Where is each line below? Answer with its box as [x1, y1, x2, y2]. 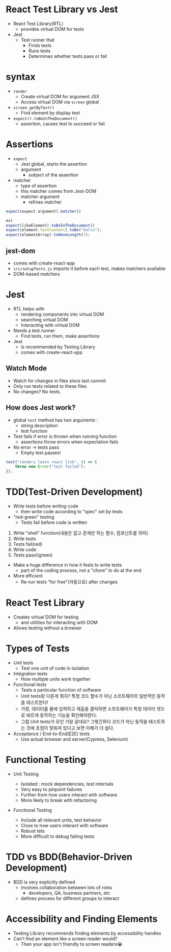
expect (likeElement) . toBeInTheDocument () [6, 223, 95, 228]
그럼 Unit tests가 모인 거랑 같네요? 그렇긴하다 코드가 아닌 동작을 [20, 719, 148, 724]
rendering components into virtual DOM [20, 311, 104, 317]
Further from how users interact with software [20, 791, 118, 798]
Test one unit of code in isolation [20, 665, 90, 671]
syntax [6, 71, 36, 83]
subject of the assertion [28, 171, 78, 178]
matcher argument [20, 193, 60, 200]
